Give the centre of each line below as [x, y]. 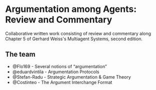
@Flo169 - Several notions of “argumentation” [60, 66]
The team [20, 54]
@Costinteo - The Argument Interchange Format [62, 82]
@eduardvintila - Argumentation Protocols [56, 72]
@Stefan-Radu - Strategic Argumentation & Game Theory [71, 77]
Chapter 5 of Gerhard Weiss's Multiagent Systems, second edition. [74, 39]
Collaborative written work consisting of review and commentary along [78, 33]
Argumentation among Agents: [71, 9]
